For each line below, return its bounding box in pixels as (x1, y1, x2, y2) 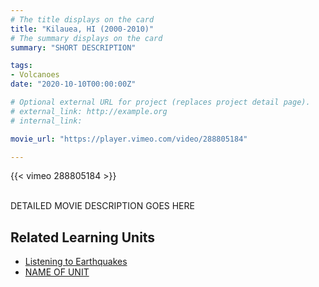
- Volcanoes (10, 70, 60, 80)
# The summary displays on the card (10, 33, 163, 43)
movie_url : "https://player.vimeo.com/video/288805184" (10, 134, 248, 144)
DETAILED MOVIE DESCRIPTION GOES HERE (10, 200, 195, 212)
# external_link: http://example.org (10, 106, 168, 116)
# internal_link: (10, 116, 83, 126)
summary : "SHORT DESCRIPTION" (10, 42, 137, 53)
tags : (10, 61, 33, 71)
